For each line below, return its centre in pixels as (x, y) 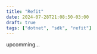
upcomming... (23, 45)
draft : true (21, 22)
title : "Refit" (25, 11)
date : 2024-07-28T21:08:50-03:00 (48, 17)
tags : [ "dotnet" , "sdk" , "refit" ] (49, 28)
